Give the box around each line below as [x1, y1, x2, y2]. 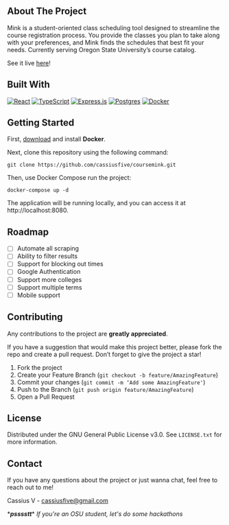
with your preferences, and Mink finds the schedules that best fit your [7, 38, 204, 47]
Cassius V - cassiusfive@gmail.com [7, 497, 108, 505]
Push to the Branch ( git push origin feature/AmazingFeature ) [16, 385, 194, 393]
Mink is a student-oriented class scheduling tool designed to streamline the [7, 23, 220, 32]
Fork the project [16, 363, 63, 371]
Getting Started [7, 117, 75, 129]
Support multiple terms [16, 283, 82, 291]
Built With [7, 79, 50, 91]
